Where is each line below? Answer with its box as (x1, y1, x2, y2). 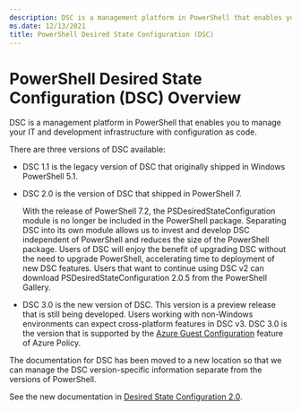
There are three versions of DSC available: (9, 144, 166, 155)
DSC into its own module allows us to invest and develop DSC (21, 225, 250, 236)
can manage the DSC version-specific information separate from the (9, 364, 262, 375)
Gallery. (21, 282, 51, 293)
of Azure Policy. (21, 337, 82, 348)
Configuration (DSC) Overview (9, 87, 242, 108)
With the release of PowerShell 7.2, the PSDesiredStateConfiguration (21, 205, 276, 216)
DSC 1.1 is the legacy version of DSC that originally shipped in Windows (21, 162, 286, 172)
